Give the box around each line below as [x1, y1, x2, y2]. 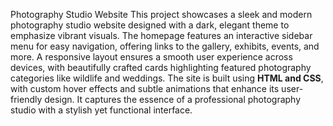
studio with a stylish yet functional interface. [10, 104, 193, 116]
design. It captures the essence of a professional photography [44, 94, 302, 105]
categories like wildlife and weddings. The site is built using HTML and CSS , [10, 72, 324, 84]
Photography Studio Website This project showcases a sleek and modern [10, 9, 313, 20]
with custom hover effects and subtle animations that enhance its [10, 83, 280, 94]
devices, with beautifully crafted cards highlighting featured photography [10, 62, 312, 73]
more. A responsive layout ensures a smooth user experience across [10, 51, 293, 63]
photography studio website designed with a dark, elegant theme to [10, 19, 290, 31]
